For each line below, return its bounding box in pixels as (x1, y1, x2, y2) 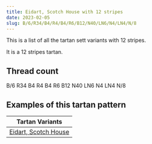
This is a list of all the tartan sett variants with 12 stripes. (6, 37, 147, 44)
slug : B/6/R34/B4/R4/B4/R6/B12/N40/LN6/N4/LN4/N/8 (6, 20, 137, 26)
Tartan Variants (16, 117, 62, 126)
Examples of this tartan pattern (6, 99, 126, 110)
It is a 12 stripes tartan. (6, 48, 63, 56)
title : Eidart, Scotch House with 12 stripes (6, 8, 123, 15)
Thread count (6, 66, 59, 76)
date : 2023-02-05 (6, 15, 50, 21)
